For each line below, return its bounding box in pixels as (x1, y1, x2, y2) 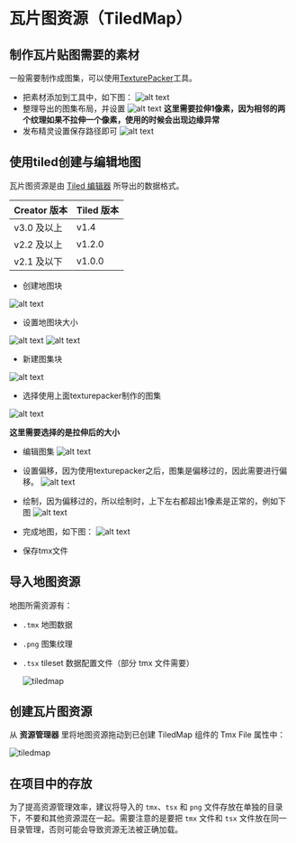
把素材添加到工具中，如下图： (22, 92, 133, 102)
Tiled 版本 (76, 204, 120, 217)
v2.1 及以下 (13, 255, 63, 267)
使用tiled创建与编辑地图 (9, 154, 141, 170)
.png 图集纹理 (22, 638, 74, 649)
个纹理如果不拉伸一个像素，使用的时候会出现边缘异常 (22, 115, 220, 125)
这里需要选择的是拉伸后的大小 (9, 426, 120, 438)
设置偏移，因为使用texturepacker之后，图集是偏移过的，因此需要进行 (22, 465, 280, 476)
